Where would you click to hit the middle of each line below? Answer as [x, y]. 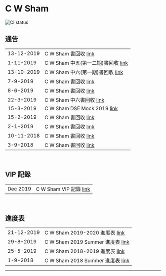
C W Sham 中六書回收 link [74, 100]
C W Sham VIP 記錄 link [63, 189]
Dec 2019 [19, 188]
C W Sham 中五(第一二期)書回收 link [86, 63]
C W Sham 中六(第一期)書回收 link [84, 72]
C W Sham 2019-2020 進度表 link [84, 233]
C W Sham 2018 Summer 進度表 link [87, 261]
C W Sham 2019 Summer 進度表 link [87, 242]
